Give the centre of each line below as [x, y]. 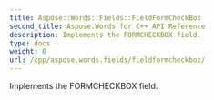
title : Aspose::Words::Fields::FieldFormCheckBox [106, 18]
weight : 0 [28, 52]
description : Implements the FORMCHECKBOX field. [106, 35]
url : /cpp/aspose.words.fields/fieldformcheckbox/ [107, 60]
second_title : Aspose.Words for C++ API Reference [107, 26]
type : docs [30, 43]
